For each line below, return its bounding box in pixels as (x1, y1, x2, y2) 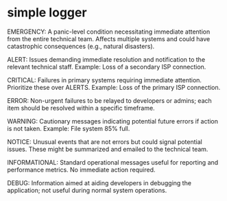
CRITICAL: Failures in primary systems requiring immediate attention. (7, 75, 202, 84)
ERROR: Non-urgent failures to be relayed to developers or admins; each (7, 96, 213, 104)
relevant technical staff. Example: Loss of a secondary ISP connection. (7, 62, 206, 71)
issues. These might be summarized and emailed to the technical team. (7, 145, 208, 153)
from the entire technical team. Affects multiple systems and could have (7, 34, 211, 43)
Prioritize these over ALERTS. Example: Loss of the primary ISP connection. (7, 83, 221, 91)
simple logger (7, 5, 87, 21)
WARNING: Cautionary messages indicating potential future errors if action (7, 117, 218, 125)
